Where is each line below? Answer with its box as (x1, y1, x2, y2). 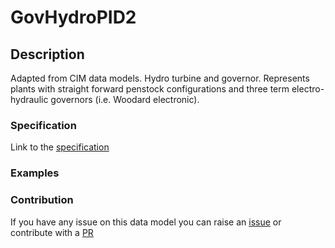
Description (10, 46, 85, 63)
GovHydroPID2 (10, 6, 137, 29)
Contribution (10, 193, 74, 207)
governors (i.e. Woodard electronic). (50, 94, 200, 105)
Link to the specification (10, 141, 110, 153)
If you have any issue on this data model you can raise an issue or (10, 216, 282, 228)
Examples (10, 166, 60, 180)
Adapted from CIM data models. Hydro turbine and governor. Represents (10, 72, 310, 84)
